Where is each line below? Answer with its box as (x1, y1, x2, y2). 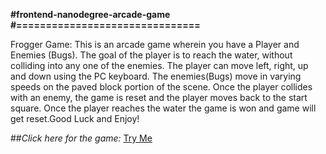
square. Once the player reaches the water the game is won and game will (10, 102, 317, 114)
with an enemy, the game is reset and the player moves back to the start (10, 92, 308, 103)
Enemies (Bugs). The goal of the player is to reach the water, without (10, 49, 293, 61)
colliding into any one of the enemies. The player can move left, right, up (10, 60, 309, 71)
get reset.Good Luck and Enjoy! (10, 113, 140, 124)
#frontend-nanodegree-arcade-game (10, 9, 171, 20)
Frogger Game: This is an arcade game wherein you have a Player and (10, 39, 300, 50)
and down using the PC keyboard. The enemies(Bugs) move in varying (10, 70, 302, 82)
